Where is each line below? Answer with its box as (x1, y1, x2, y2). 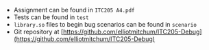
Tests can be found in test (13, 13, 89, 21)
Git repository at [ (13, 27, 64, 36)
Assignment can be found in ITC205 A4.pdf (13, 6, 135, 14)
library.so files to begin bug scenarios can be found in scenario (13, 21, 197, 28)
